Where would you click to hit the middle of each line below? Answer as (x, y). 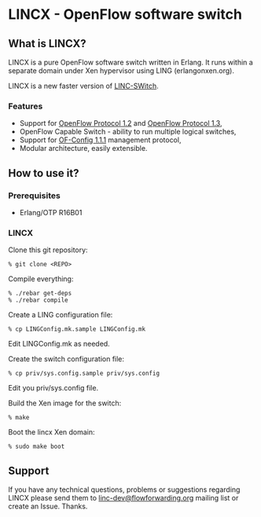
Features (26, 106)
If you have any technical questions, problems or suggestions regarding (124, 489)
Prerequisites (34, 196)
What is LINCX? (47, 44)
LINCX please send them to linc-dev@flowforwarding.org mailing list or (123, 498)
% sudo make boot (37, 447)
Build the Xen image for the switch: (65, 403)
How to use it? (44, 173)
